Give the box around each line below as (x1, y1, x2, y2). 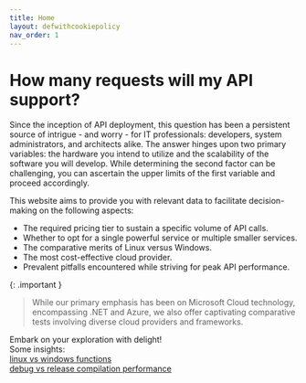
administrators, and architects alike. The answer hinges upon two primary (9, 139, 287, 150)
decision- (248, 196, 285, 207)
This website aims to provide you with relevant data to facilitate (9, 196, 248, 207)
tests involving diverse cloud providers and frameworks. (31, 316, 244, 327)
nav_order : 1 (9, 30, 59, 39)
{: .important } (9, 280, 62, 291)
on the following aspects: (38, 205, 134, 216)
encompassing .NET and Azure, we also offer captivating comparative (31, 307, 296, 318)
